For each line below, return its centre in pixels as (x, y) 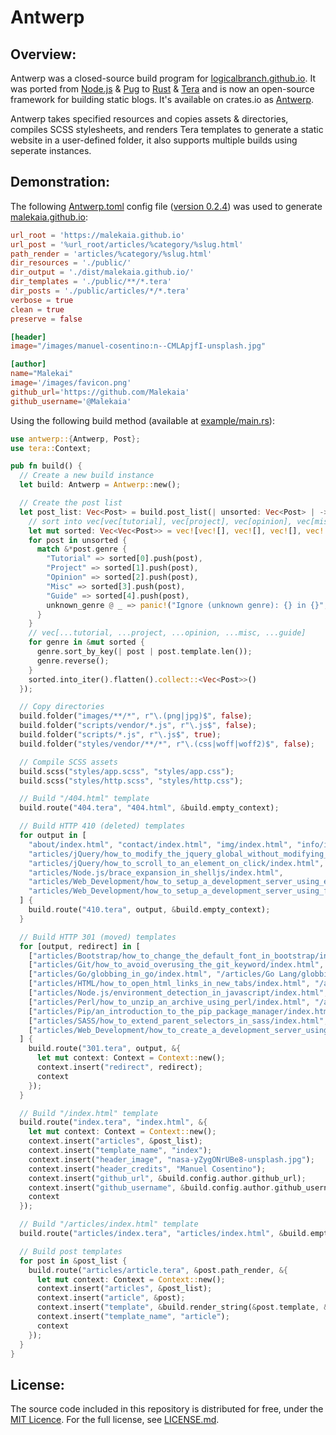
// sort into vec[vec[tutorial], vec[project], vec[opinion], (160, 521)
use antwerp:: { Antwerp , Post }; (75, 439)
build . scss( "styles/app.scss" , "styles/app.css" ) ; (127, 771)
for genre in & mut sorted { (86, 642)
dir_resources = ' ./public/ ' (71, 263)
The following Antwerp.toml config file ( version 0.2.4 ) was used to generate (166, 206)
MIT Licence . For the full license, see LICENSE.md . (115, 1420)
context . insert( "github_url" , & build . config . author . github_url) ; (167, 1178)
